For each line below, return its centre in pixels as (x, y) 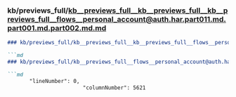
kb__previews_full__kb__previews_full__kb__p (148, 11)
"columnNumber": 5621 (114, 88)
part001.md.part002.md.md (57, 28)
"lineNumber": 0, (54, 81)
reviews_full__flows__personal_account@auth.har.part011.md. (117, 19)
